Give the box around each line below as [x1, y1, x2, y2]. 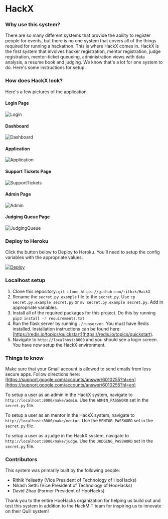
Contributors [5, 456, 38, 463]
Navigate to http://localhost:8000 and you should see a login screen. [12, 336, 158, 343]
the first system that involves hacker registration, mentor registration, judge [5, 48, 161, 54]
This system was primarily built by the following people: [5, 467, 120, 474]
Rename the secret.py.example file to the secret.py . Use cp [12, 293, 135, 300]
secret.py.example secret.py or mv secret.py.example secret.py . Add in [12, 299, 163, 305]
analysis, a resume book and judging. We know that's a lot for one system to [5, 59, 163, 66]
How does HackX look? [5, 77, 63, 84]
